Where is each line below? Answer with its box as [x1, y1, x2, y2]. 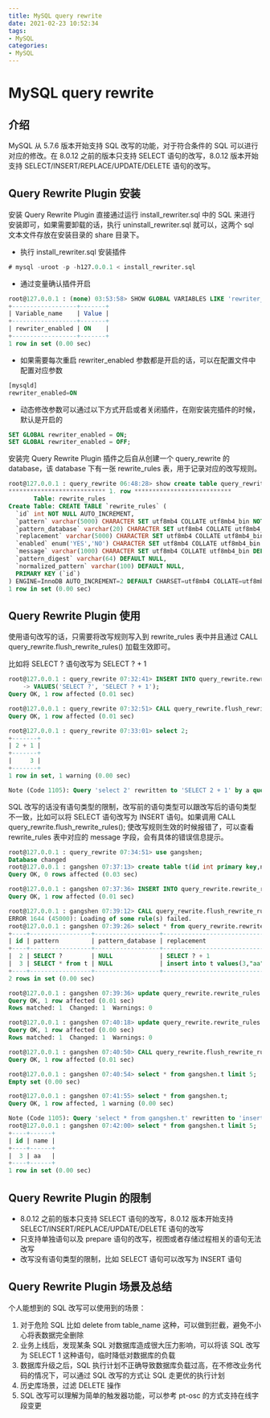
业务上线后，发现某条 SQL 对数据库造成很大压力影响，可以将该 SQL [19, 1340, 244, 1350]
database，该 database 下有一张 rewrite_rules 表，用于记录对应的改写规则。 [8, 464, 262, 474]
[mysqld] [8, 381, 38, 389]
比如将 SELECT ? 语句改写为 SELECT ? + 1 [8, 659, 147, 669]
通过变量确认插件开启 [19, 279, 91, 288]
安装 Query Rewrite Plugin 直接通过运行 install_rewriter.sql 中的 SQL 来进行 [8, 209, 256, 219]
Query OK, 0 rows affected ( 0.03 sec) [8, 871, 138, 879]
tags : [8, 27, 27, 35]
